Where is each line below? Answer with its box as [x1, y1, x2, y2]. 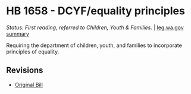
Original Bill [14, 81, 43, 88]
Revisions [6, 65, 43, 76]
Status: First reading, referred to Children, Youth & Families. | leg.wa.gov [6, 24, 184, 31]
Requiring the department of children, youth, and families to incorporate [6, 42, 183, 49]
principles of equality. [6, 48, 60, 55]
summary [6, 30, 30, 37]
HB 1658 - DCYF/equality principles [6, 4, 186, 18]
